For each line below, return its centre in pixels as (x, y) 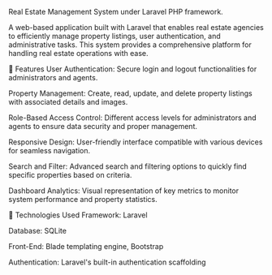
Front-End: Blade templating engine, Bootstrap (86, 246)
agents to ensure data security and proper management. (103, 126)
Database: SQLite (38, 231)
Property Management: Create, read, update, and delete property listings (131, 93)
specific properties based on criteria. (70, 175)
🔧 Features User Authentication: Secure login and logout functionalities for (133, 69)
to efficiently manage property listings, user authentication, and (114, 36)
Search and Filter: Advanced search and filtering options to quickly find (128, 166)
